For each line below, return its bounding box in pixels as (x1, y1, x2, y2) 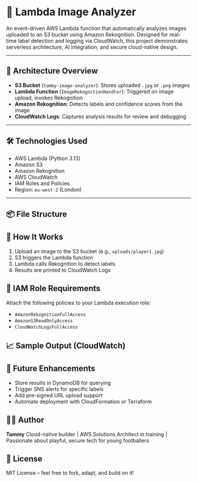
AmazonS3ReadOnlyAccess (14, 317, 73, 324)
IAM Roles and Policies (14, 179, 70, 187)
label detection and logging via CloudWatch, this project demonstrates (18, 37, 188, 44)
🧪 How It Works (6, 232, 63, 242)
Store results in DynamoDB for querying (14, 379, 111, 386)
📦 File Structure (6, 209, 67, 219)
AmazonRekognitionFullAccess (14, 312, 86, 317)
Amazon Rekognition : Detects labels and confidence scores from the (14, 100, 183, 108)
